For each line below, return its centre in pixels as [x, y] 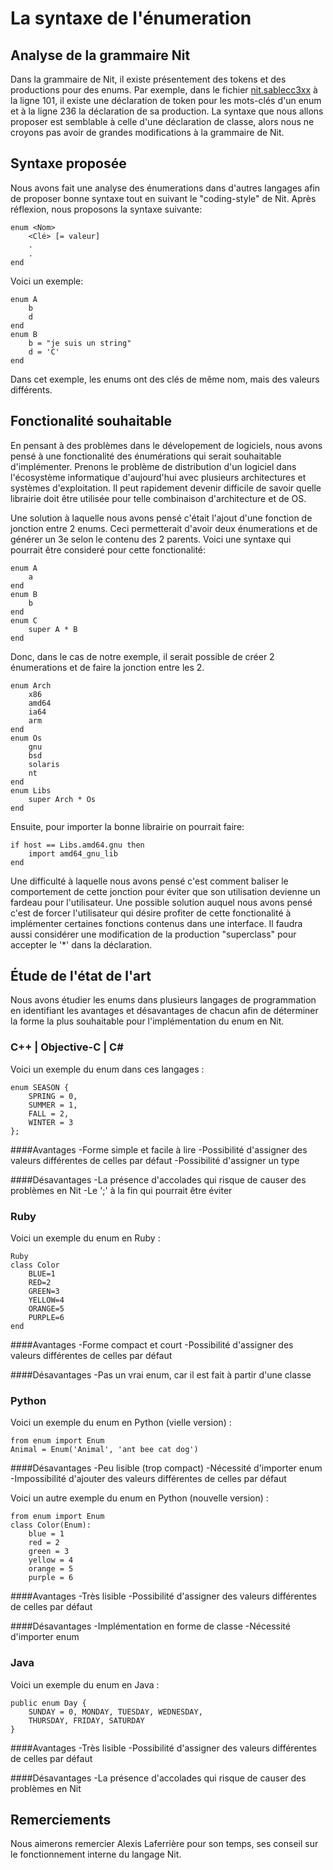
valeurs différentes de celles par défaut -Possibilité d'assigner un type [155, 1160]
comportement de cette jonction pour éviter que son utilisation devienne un [165, 891]
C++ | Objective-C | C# [67, 1047]
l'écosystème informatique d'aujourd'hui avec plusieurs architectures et [158, 477]
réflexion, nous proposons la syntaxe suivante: [106, 209]
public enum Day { [48, 1703]
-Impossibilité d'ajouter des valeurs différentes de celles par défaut [148, 1479]
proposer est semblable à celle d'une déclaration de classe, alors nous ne [162, 121]
